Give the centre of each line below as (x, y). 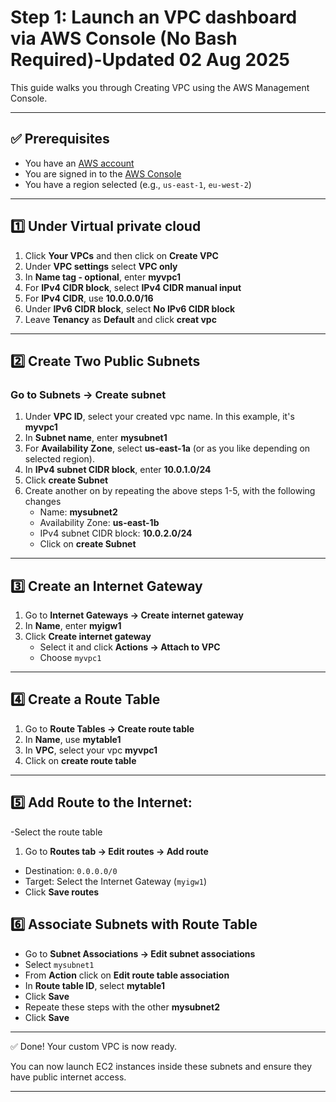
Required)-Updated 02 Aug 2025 (150, 60)
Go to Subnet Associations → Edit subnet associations (140, 953)
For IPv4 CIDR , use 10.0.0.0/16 (89, 298)
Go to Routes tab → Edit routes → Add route (116, 851)
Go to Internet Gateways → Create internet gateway (134, 615)
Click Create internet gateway (88, 637)
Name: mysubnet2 (78, 512)
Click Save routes (62, 892)
